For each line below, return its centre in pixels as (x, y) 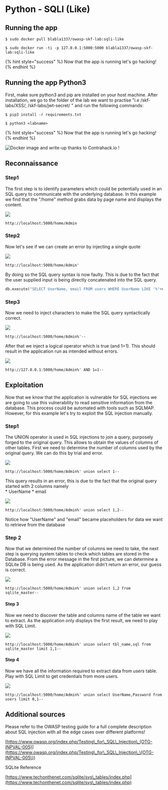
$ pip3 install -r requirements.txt (43, 114)
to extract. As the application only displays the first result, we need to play (81, 620)
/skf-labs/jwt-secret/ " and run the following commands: (86, 105)
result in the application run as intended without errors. (62, 351)
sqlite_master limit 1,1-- (33, 649)
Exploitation (24, 385)
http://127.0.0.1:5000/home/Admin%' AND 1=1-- (54, 370)
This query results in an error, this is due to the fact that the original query (81, 481)
